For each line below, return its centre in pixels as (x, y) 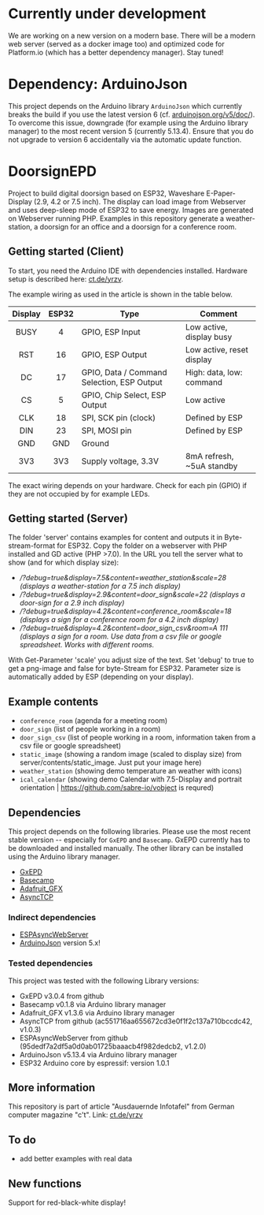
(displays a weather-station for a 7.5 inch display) (100, 586)
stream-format (32, 546)
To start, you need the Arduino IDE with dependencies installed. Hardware (128, 270)
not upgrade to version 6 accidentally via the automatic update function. (125, 140)
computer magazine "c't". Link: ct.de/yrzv (75, 1115)
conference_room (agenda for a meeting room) (93, 721)
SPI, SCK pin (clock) (118, 417)
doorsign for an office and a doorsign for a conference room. (138, 226)
